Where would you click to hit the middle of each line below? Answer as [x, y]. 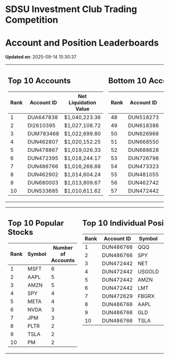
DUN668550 [144, 142]
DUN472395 [43, 158]
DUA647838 [43, 117]
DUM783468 [43, 133]
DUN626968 [144, 133]
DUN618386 [144, 125]
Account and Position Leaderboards [82, 43]
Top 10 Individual [114, 223]
